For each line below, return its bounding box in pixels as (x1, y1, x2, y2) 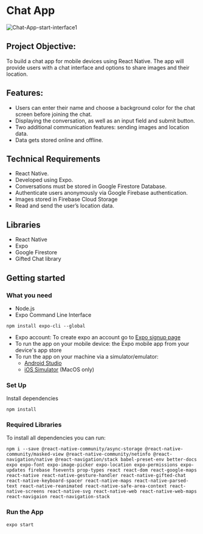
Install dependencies (6, 395, 59, 402)
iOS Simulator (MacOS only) (24, 365, 95, 373)
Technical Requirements (6, 154, 101, 164)
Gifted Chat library (15, 255, 62, 263)
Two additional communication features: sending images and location (15, 123, 190, 130)
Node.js (15, 305, 35, 312)
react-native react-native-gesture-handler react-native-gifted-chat (6, 473, 187, 479)
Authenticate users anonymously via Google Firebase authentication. (15, 189, 188, 197)
